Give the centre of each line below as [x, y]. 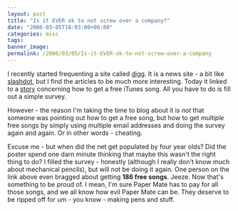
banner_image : [29, 47]
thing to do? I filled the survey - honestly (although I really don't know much [119, 161]
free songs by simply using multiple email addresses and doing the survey [117, 125]
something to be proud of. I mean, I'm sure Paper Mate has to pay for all [113, 184]
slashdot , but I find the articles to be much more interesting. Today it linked [117, 81]
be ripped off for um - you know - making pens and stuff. [91, 199]
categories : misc [33, 34]
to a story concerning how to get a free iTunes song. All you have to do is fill [119, 89]
